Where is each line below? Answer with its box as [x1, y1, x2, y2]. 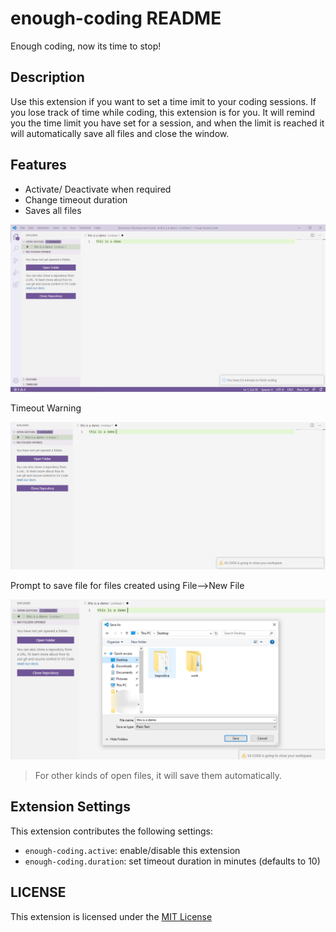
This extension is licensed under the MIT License [10, 910, 213, 922]
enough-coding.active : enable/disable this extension [24, 844, 241, 856]
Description [10, 69, 85, 86]
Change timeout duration [24, 193, 128, 206]
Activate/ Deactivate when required [24, 183, 172, 195]
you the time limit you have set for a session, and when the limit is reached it [10, 117, 325, 129]
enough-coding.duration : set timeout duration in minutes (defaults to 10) [24, 855, 321, 867]
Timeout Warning [10, 402, 82, 414]
